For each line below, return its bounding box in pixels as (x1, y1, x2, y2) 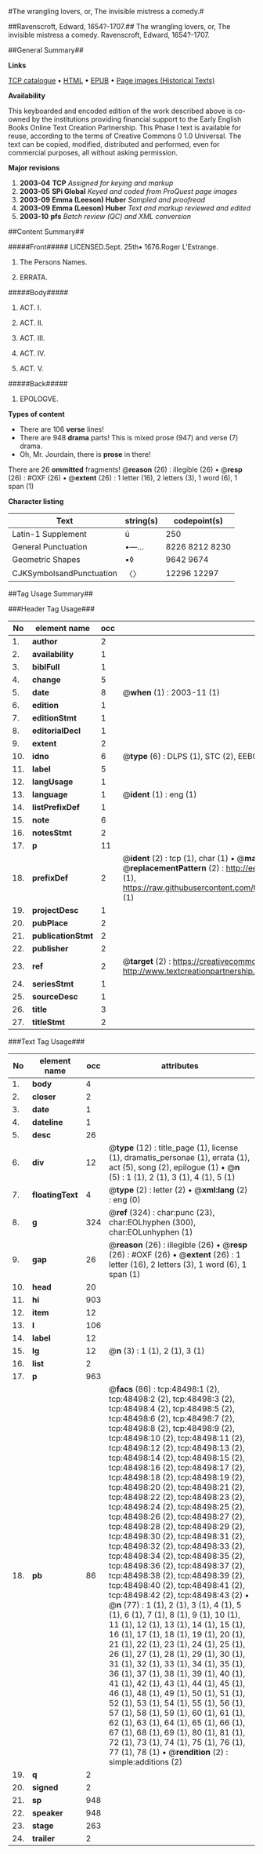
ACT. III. (19, 334, 45, 342)
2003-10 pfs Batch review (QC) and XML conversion (19, 212, 192, 221)
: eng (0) (108, 1195, 141, 1205)
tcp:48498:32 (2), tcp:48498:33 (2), (108, 1541, 245, 1551)
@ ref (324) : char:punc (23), (108, 1207, 215, 1217)
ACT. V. (19, 364, 45, 373)
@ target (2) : (122, 956, 171, 966)
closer (32, 1091, 56, 1102)
